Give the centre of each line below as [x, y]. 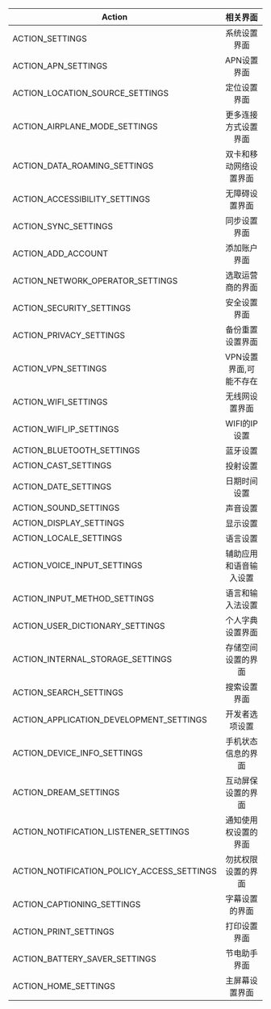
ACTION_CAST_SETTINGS [62, 465]
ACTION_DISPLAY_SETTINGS [69, 523]
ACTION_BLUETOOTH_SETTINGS [76, 450]
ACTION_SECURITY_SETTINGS [72, 308]
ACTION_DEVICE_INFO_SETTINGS [78, 753]
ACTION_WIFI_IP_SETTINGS [66, 429]
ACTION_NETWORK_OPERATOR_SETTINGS [95, 281]
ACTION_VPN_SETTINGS [60, 368]
